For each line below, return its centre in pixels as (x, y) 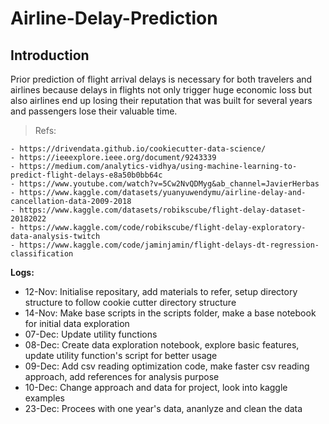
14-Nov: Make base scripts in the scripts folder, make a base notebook (170, 313)
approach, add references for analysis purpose (122, 376)
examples (44, 398)
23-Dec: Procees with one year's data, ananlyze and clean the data (163, 408)
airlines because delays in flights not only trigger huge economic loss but (161, 90)
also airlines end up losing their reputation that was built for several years (161, 100)
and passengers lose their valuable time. (94, 111)
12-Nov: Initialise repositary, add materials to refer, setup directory (161, 291)
